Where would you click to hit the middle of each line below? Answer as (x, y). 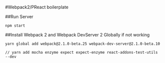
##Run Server (19, 16)
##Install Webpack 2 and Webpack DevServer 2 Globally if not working (77, 35)
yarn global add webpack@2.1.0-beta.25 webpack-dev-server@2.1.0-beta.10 (83, 44)
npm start (15, 26)
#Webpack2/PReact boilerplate (37, 7)
